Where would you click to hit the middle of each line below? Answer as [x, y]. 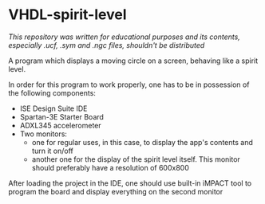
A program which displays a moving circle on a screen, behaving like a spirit [133, 61]
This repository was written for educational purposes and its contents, [125, 37]
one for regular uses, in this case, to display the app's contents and [142, 142]
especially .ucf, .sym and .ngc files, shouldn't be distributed [107, 45]
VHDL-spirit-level [67, 15]
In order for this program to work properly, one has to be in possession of [129, 84]
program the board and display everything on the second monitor [116, 191]
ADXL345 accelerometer [60, 125]
